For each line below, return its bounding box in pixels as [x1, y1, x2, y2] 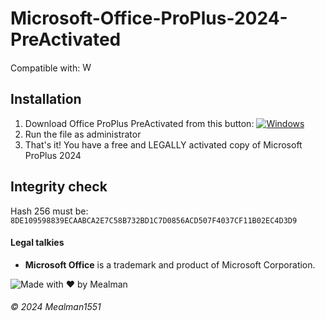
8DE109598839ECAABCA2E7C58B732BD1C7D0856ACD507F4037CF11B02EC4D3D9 [10, 215, 298, 226]
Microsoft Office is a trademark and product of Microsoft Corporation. [24, 258, 316, 271]
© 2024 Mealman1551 [10, 301, 102, 313]
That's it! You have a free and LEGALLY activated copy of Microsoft [24, 138, 303, 151]
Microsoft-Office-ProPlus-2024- [10, 7, 288, 30]
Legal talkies [10, 237, 65, 249]
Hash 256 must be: [10, 205, 89, 217]
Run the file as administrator [24, 128, 142, 140]
